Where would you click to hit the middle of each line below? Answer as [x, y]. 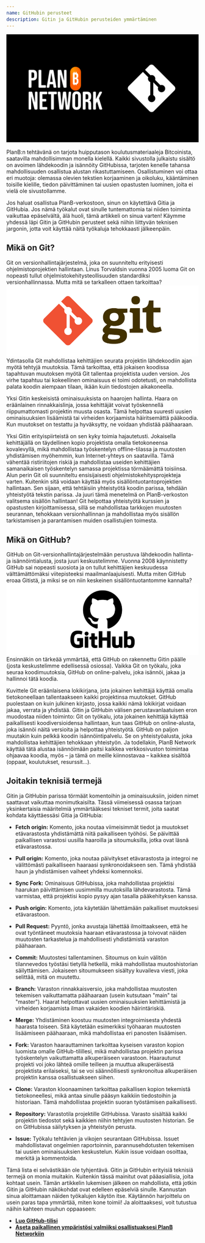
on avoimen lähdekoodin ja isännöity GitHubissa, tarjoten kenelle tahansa [98, 165]
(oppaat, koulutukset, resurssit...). [49, 762]
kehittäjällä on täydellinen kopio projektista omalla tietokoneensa [87, 443]
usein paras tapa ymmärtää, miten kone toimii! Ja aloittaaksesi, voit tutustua [102, 1202]
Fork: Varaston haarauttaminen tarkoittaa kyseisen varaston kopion [99, 1045]
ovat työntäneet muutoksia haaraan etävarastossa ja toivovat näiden [101, 932]
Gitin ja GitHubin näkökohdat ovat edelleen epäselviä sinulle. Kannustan [96, 1189]
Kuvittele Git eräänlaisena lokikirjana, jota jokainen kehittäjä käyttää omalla [100, 690]
